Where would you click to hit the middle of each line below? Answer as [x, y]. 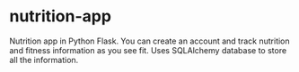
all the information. [44, 60]
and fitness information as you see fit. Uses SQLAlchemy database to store [148, 50]
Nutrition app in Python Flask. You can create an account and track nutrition [149, 41]
